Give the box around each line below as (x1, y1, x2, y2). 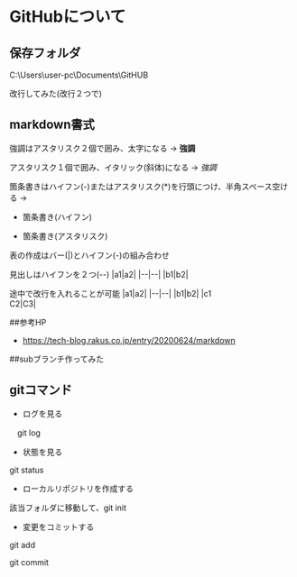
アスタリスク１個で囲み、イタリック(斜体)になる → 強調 (9, 161, 217, 172)
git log (16, 427, 41, 438)
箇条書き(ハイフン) (22, 211, 93, 222)
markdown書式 (9, 117, 95, 133)
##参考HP (9, 316, 47, 327)
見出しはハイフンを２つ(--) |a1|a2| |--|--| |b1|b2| (9, 269, 189, 279)
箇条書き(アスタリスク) (22, 230, 108, 242)
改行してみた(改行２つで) (9, 88, 102, 98)
